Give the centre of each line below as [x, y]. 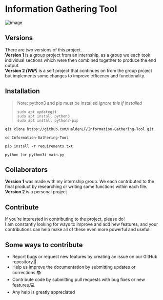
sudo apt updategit [37, 112]
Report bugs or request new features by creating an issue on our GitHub [85, 256]
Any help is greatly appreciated [43, 292]
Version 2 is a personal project [36, 192]
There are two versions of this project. [43, 49]
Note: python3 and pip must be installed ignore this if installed [80, 103]
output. [12, 65]
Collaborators [26, 170]
